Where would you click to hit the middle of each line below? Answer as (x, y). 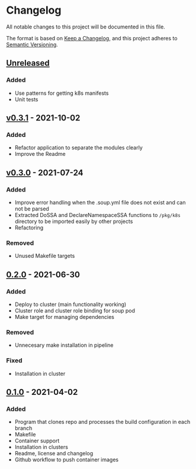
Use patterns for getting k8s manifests (62, 93)
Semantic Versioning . (32, 44)
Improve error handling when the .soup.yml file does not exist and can (100, 202)
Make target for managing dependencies (64, 317)
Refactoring (29, 228)
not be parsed (32, 209)
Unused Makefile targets (45, 256)
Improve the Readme (40, 154)
